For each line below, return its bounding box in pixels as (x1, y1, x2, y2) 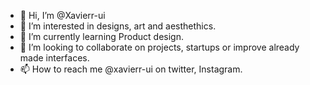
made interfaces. (19, 52, 90, 64)
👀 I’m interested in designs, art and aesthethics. (19, 20, 217, 32)
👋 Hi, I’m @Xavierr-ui (19, 10, 106, 21)
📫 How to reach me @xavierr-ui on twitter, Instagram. (19, 63, 243, 75)
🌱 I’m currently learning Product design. (19, 31, 184, 42)
